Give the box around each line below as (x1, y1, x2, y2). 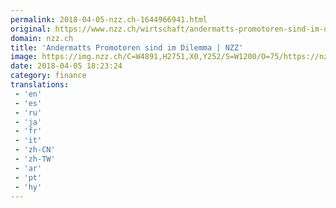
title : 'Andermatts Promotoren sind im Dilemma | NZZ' (10, 42, 244, 53)
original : (10, 24, 52, 34)
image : (10, 52, 38, 62)
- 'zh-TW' (14, 154, 56, 164)
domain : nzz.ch (10, 33, 74, 43)
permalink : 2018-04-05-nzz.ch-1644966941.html (10, 14, 208, 25)
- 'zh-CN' (14, 145, 56, 155)
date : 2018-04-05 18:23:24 (10, 61, 123, 71)
